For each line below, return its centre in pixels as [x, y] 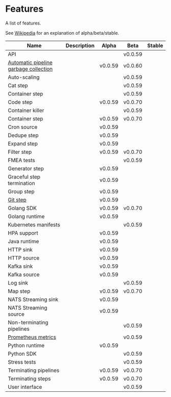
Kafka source [24, 274]
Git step [17, 200]
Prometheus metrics [32, 337]
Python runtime [26, 345]
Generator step [26, 168]
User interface [25, 387]
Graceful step [24, 177]
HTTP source [24, 258]
